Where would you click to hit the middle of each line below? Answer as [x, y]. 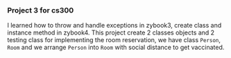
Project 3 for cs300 [41, 10]
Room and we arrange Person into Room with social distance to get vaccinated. [116, 48]
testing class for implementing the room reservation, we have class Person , [114, 40]
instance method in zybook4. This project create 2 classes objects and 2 [111, 32]
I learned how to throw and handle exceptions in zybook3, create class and [114, 26]
